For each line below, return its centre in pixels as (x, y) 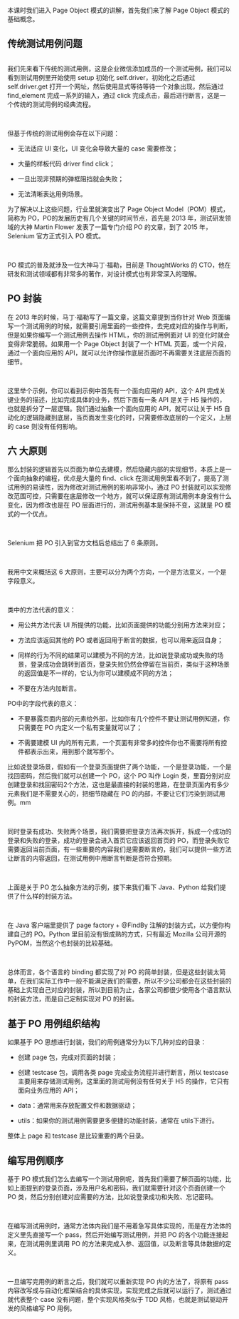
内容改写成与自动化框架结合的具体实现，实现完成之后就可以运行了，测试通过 (119, 1290)
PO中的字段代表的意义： (43, 704)
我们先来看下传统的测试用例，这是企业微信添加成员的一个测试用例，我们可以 (119, 69)
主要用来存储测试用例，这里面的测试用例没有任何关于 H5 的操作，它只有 (123, 1081)
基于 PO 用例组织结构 (54, 1023)
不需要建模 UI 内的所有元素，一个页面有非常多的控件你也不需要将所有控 (122, 743)
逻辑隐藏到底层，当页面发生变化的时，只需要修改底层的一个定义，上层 (129, 417)
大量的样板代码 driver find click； (66, 163)
